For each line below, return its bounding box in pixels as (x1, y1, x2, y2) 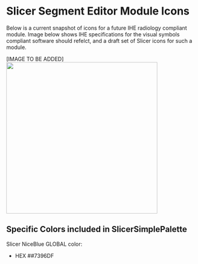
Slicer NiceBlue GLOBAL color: (6, 240, 83, 248)
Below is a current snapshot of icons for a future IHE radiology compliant (6, 24, 187, 31)
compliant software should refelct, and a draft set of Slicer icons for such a (6, 37, 193, 44)
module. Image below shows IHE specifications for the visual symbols (6, 30, 180, 38)
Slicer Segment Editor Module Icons (6, 4, 190, 18)
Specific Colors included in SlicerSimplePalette (6, 224, 187, 234)
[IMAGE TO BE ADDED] (6, 55, 64, 62)
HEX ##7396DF (14, 252, 54, 259)
